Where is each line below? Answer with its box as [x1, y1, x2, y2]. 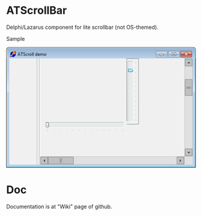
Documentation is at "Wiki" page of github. [6, 203, 112, 210]
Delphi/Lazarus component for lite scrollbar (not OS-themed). [6, 23, 159, 31]
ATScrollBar [6, 4, 67, 17]
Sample [6, 35, 25, 42]
